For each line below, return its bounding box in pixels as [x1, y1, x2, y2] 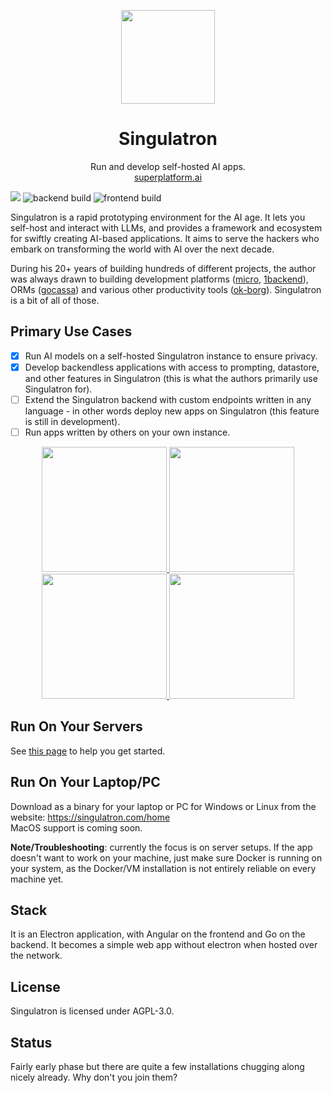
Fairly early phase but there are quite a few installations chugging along [10, 1061, 305, 1073]
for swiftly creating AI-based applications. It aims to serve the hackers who [10, 232, 320, 244]
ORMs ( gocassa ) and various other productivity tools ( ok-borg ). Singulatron [10, 283, 322, 295]
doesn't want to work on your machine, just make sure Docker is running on [10, 851, 323, 864]
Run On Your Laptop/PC [10, 774, 161, 791]
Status [10, 1034, 53, 1051]
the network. [10, 950, 63, 962]
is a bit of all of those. [10, 294, 100, 306]
